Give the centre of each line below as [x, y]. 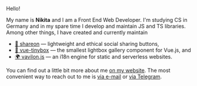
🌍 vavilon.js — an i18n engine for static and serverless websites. [93, 57]
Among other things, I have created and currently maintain [77, 32]
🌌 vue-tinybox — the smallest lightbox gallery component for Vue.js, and [103, 50]
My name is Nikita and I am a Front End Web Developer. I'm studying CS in [97, 20]
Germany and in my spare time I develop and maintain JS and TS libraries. [96, 26]
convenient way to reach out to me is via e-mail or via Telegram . [84, 77]
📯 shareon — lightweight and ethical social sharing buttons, [87, 44]
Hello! [13, 9]
